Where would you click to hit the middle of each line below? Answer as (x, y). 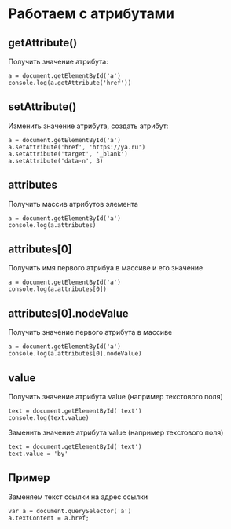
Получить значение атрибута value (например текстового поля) (116, 397)
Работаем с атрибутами (92, 14)
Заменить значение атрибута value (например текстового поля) (116, 432)
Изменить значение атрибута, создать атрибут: (88, 126)
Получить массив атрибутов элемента (73, 204)
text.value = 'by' (38, 454)
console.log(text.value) (49, 418)
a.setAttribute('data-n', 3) (56, 161)
